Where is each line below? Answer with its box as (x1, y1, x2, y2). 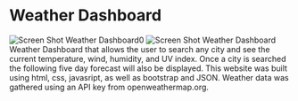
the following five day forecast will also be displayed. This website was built (9, 63, 288, 74)
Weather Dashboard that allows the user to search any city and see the (9, 43, 270, 54)
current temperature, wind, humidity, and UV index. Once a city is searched (9, 53, 287, 64)
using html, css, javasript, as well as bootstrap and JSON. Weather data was (9, 72, 289, 82)
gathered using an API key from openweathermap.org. (9, 82, 210, 92)
